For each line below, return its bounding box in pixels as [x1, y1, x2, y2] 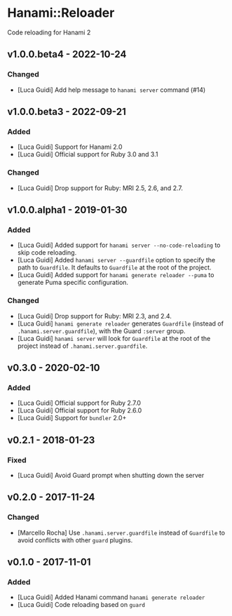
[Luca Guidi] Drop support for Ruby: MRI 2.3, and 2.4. [17, 312, 172, 320]
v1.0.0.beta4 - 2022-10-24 [7, 48, 127, 60]
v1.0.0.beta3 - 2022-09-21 [7, 106, 126, 118]
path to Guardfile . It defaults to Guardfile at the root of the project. [17, 263, 212, 272]
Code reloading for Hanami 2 [7, 28, 91, 36]
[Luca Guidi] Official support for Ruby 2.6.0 [17, 406, 142, 415]
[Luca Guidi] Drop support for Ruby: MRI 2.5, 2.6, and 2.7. [17, 184, 184, 192]
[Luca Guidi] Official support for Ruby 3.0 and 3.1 [17, 150, 158, 159]
